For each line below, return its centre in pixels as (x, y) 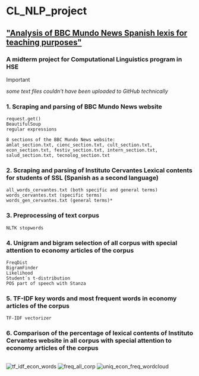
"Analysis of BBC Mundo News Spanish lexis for (97, 33)
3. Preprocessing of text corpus (53, 216)
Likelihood (20, 273)
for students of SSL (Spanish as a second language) (82, 178)
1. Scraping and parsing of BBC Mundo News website (84, 107)
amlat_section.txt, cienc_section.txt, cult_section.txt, (79, 145)
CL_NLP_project (47, 11)
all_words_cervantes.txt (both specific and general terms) (82, 190)
